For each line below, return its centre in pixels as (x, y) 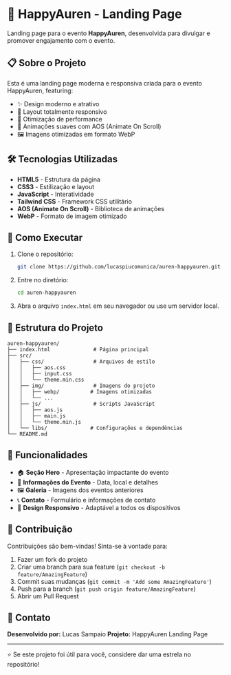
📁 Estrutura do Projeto (55, 327)
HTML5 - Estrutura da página (59, 179)
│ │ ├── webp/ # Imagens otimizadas (80, 392)
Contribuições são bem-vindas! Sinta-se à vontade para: (87, 546)
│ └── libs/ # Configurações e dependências (95, 428)
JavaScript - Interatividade (55, 194)
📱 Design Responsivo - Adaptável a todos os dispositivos (99, 507)
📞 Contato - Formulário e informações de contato (86, 500)
